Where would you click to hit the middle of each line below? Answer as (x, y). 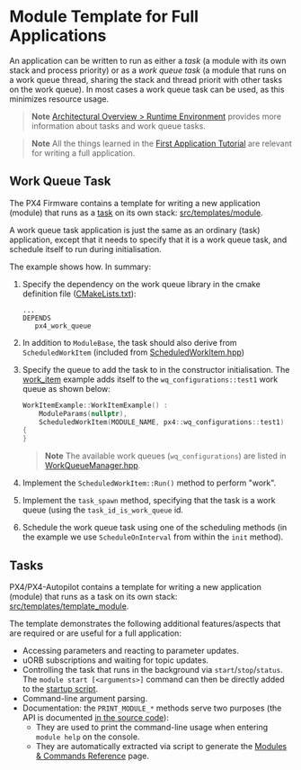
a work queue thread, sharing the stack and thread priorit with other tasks (146, 79)
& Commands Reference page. (93, 756)
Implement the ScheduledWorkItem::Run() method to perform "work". (149, 483)
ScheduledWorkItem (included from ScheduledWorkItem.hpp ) (133, 352)
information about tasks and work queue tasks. (119, 126)
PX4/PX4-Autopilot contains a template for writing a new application (136, 586)
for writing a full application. (83, 153)
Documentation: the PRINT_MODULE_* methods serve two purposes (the (152, 708)
